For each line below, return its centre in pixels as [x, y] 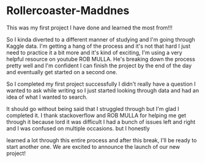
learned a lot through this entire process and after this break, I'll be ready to [102, 140]
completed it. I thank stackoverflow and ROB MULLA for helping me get [96, 115]
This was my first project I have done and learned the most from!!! [90, 28]
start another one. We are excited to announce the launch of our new [93, 146]
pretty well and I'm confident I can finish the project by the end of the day [99, 66]
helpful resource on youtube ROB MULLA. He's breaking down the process [101, 59]
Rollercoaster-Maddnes [68, 11]
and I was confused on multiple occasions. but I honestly [78, 128]
